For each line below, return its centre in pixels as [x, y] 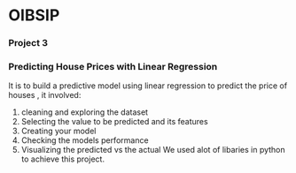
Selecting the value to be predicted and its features [115, 122]
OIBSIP [34, 15]
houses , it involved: [45, 95]
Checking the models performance [85, 140]
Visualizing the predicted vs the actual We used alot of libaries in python [153, 150]
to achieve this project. [63, 159]
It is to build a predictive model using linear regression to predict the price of [148, 86]
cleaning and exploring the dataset [84, 112]
